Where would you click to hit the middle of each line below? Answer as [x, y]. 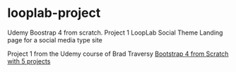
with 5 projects [29, 61]
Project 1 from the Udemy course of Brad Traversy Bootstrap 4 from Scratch [118, 54]
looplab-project [54, 13]
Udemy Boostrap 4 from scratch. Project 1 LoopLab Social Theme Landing [115, 32]
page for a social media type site [55, 40]
